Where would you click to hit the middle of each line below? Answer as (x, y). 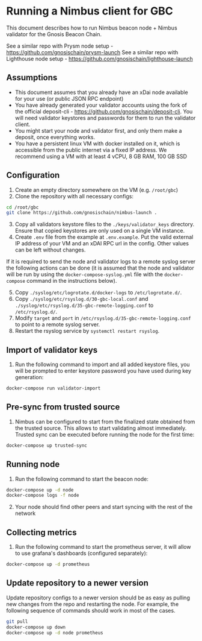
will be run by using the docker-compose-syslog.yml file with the (85, 274)
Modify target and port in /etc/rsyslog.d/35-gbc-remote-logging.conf (103, 318)
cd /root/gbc (23, 207)
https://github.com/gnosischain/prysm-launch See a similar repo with (92, 52)
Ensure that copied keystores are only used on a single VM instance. (100, 231)
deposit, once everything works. (55, 137)
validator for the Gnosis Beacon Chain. (54, 34)
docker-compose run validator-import (54, 388)
